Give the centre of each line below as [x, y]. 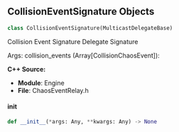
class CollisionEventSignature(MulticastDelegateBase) [90, 28]
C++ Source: [27, 69]
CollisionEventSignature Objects [81, 12]
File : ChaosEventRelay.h [53, 90]
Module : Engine [41, 83]
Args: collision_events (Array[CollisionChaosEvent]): [83, 55]
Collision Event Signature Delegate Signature [73, 41]
